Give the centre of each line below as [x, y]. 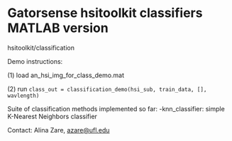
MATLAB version [58, 28]
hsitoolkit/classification [41, 47]
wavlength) [23, 96]
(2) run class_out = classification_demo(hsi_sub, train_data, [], [107, 89]
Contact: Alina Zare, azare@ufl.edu [59, 130]
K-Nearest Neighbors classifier [53, 116]
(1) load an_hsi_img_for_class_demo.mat [66, 75]
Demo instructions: [35, 61]
